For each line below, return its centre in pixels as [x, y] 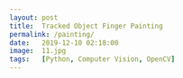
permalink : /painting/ [52, 34]
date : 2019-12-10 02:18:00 [64, 43]
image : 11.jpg [38, 51]
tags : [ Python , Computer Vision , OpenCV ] [92, 59]
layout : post [34, 17]
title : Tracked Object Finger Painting [87, 26]
